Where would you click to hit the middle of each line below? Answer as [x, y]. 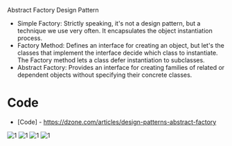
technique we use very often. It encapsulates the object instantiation [115, 31]
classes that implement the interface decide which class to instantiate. [117, 53]
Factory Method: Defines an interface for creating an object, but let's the [121, 45]
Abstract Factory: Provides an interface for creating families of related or [121, 67]
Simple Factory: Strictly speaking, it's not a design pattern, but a [109, 23]
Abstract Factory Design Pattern [53, 10]
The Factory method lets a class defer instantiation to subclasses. [111, 60]
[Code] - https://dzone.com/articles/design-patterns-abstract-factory [117, 122]
